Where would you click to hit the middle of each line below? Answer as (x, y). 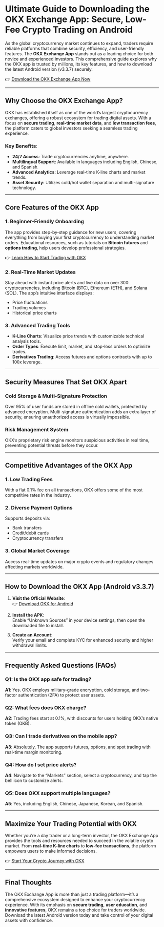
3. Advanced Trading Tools (38, 325)
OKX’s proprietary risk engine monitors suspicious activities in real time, (77, 440)
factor (11, 695)
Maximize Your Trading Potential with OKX (71, 824)
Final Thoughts (29, 883)
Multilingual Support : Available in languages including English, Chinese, (85, 162)
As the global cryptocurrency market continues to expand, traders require (79, 43)
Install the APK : (28, 615)
